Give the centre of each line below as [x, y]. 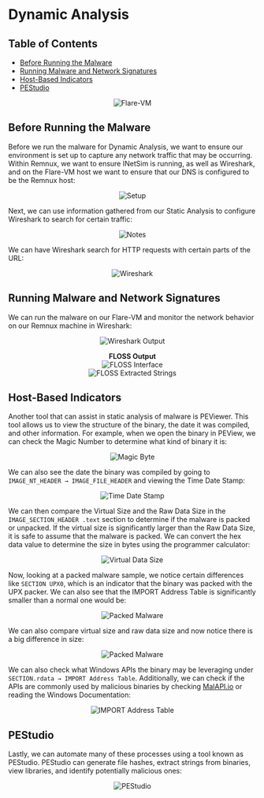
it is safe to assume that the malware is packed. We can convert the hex [125, 536]
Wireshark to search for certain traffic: [70, 219]
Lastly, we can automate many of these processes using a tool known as [126, 754]
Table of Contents [53, 44]
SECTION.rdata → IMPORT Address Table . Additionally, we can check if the [126, 678]
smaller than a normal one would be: [67, 600]
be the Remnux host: [42, 180]
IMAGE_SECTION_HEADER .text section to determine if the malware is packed [129, 520]
